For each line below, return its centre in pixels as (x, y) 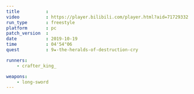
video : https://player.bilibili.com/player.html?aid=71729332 (97, 17)
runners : (17, 60)
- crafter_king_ (37, 66)
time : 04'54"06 (39, 45)
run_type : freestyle (41, 22)
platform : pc (32, 28)
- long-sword (33, 82)
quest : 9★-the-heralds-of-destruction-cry (72, 50)
